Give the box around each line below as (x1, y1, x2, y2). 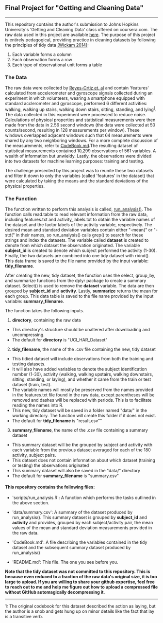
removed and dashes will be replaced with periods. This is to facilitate (12, 397, 152, 403)
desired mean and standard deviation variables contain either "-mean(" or (5, 227, 153, 233)
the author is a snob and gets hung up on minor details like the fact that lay (5, 608, 155, 614)
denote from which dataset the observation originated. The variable (5, 243, 140, 249)
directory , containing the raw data (12, 317, 81, 323)
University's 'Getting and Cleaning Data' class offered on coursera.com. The (5, 26, 158, 32)
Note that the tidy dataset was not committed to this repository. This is (5, 569, 150, 574)
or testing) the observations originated (12, 463, 89, 468)
